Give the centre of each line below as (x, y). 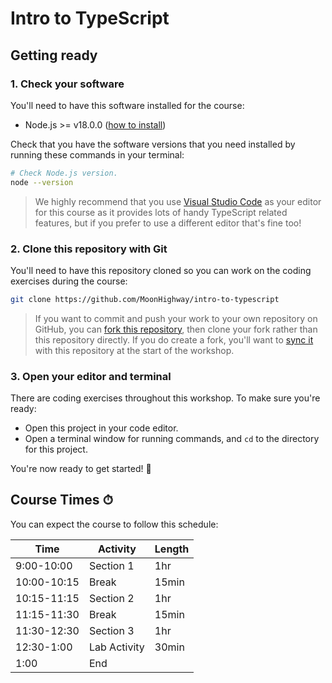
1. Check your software (67, 84)
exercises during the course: (69, 281)
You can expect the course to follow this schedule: (114, 524)
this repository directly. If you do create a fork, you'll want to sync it (174, 339)
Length (172, 549)
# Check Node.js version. (64, 173)
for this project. (56, 449)
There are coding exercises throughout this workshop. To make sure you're (165, 398)
